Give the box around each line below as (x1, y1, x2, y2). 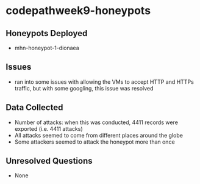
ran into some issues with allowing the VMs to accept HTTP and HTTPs (14, 78, 195, 86)
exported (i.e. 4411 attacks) (14, 125, 83, 132)
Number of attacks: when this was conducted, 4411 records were (14, 119, 178, 126)
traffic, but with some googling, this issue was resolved (14, 84, 154, 92)
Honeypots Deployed (5, 28, 88, 39)
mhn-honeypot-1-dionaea (14, 44, 80, 51)
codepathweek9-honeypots (5, 4, 151, 18)
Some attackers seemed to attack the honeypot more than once (14, 138, 175, 145)
